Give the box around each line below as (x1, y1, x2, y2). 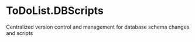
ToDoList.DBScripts (6, 4, 104, 17)
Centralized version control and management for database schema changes (6, 23, 190, 30)
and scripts (6, 29, 33, 36)
